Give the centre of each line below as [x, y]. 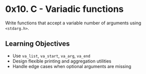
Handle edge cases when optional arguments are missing [72, 66]
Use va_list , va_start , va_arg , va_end [51, 56]
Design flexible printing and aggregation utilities [62, 61]
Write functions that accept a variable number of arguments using [73, 23]
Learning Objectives [38, 44]
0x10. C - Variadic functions [64, 9]
